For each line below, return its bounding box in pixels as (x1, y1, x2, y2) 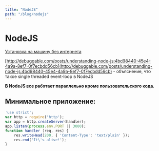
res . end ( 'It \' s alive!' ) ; (14, 137, 67, 142)
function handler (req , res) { (5, 128, 69, 133)
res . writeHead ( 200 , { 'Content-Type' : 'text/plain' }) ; (14, 132, 130, 138)
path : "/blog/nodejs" (5, 12, 49, 17)
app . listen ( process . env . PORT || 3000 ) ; (5, 124, 86, 129)
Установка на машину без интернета (5, 49, 81, 55)
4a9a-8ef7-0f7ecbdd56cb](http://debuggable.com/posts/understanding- (5, 63, 153, 69)
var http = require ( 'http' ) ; (5, 115, 64, 120)
